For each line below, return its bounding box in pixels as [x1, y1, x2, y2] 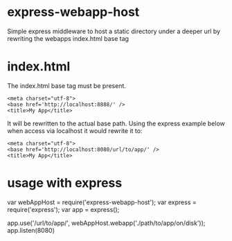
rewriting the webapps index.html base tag [7, 34, 130, 42]
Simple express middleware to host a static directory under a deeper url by [7, 27, 220, 35]
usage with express [7, 175, 123, 191]
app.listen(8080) [7, 226, 55, 234]
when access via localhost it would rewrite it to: [7, 126, 143, 135]
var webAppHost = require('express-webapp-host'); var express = [7, 198, 197, 206]
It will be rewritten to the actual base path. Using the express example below [7, 119, 225, 127]
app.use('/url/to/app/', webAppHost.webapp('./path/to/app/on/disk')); [7, 219, 206, 227]
